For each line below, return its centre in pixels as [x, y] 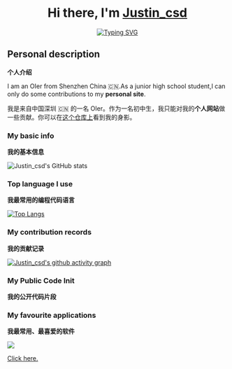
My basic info [31, 136]
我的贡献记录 [26, 248]
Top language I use [40, 183]
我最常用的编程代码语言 [41, 200]
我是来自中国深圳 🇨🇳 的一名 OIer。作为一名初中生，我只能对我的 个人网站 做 [116, 108]
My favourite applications [52, 315]
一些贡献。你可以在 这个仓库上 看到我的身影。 [72, 117]
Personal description [53, 54]
